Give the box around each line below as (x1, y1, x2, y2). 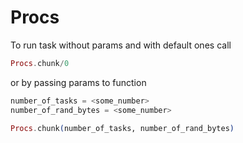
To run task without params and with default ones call (10, 39, 232, 51)
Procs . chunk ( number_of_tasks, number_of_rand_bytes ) (10, 123, 235, 133)
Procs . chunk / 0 (10, 58, 70, 68)
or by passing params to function (10, 76, 147, 88)
